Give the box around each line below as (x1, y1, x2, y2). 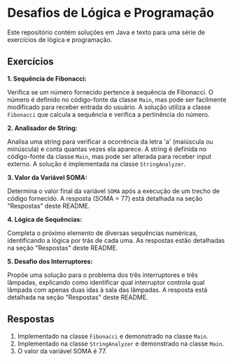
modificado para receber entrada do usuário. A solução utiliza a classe (7, 103, 211, 111)
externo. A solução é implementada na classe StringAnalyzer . (7, 160, 186, 168)
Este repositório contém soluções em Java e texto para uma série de (7, 28, 205, 36)
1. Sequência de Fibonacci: (7, 74, 87, 83)
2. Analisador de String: (7, 124, 78, 132)
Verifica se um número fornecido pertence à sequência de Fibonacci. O (7, 87, 213, 96)
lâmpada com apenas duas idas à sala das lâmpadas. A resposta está (7, 285, 208, 294)
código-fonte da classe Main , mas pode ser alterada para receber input (7, 152, 212, 160)
